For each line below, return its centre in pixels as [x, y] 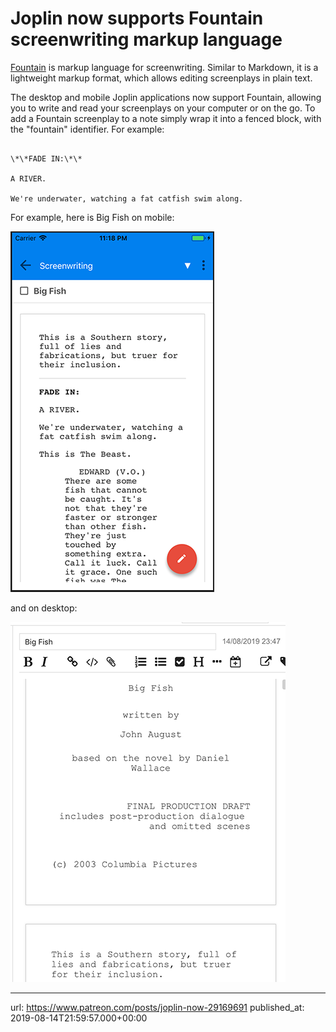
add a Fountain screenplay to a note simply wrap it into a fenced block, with [166, 118]
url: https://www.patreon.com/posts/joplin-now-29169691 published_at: [157, 1007]
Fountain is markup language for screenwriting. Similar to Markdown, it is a [164, 67]
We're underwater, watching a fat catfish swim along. [127, 198]
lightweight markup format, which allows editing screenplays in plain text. [161, 78]
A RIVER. [28, 178]
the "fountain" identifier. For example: [87, 129]
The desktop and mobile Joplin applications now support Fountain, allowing [166, 97]
